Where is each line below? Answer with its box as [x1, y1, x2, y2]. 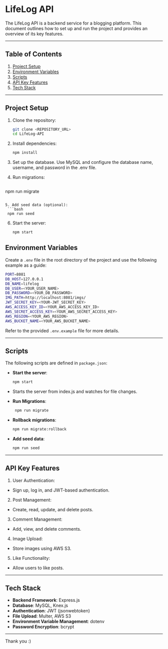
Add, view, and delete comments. [12, 526, 81, 532]
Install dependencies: [12, 140, 57, 146]
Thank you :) [5, 638, 31, 644]
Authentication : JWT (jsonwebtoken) [12, 608, 90, 614]
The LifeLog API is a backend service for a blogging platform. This [5, 20, 141, 26]
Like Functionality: [12, 555, 50, 561]
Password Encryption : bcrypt [12, 624, 74, 630]
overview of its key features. [5, 31, 64, 37]
